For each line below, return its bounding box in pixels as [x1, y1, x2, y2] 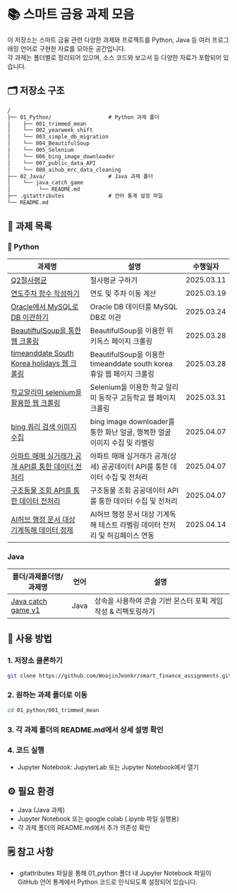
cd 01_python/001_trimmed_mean [7, 706, 99, 714]
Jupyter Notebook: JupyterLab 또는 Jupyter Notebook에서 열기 [17, 762, 200, 771]
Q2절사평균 [11, 275, 47, 285]
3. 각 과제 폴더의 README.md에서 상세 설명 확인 [7, 725, 164, 735]
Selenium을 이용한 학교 [90, 382, 164, 392]
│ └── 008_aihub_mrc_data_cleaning [7, 166, 121, 173]
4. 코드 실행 [7, 745, 44, 755]
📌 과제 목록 [7, 220, 53, 232]
